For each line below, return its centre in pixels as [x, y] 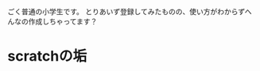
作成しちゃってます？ [63, 21]
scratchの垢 [47, 56]
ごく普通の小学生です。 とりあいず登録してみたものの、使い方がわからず [126, 11]
